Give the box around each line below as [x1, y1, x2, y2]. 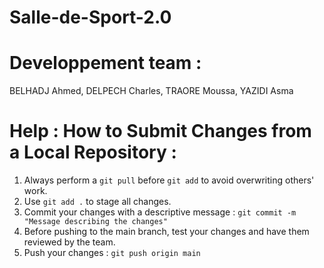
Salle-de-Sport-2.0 [9, 6, 172, 29]
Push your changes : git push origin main [23, 247, 201, 259]
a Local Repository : [9, 141, 177, 164]
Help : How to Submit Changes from [9, 120, 312, 143]
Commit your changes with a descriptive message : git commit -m [23, 206, 297, 218]
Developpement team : [9, 52, 202, 75]
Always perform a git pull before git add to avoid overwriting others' [23, 174, 315, 186]
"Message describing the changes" [23, 217, 168, 227]
